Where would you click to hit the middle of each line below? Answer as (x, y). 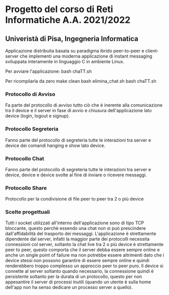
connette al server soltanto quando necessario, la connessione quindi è (79, 271)
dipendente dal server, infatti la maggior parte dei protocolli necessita (77, 239)
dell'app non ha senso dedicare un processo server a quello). (69, 287)
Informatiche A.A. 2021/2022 (68, 20)
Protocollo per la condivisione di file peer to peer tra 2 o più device (74, 199)
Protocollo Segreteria (32, 129)
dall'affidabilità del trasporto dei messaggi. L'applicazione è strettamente (81, 234)
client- (152, 51)
